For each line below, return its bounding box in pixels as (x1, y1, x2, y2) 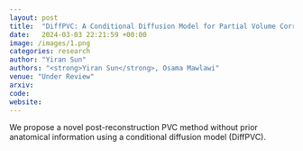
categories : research (9, 47, 91, 56)
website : (9, 97, 42, 107)
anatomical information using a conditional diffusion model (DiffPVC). (9, 132, 267, 143)
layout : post (9, 13, 59, 23)
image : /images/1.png (9, 38, 91, 48)
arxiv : (9, 80, 34, 90)
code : (9, 89, 30, 98)
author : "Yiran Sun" (9, 55, 87, 64)
